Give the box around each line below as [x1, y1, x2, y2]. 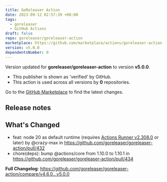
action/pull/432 [12, 145, 45, 151]
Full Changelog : [5, 165, 39, 171]
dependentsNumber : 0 [5, 50, 49, 55]
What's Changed [5, 121, 60, 129]
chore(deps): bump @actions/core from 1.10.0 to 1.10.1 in [12, 150, 130, 156]
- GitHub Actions [10, 26, 47, 31]
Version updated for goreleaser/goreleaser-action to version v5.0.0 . [5, 64, 150, 70]
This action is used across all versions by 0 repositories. [12, 79, 130, 85]
